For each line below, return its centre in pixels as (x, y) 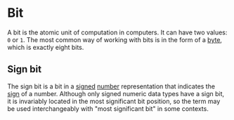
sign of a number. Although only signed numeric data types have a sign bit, (116, 93)
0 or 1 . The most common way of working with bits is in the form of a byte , (115, 39)
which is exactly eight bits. (46, 47)
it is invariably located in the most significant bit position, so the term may (114, 101)
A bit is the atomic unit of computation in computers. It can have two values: (117, 32)
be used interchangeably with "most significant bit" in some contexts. (108, 108)
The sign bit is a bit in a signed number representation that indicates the (111, 86)
